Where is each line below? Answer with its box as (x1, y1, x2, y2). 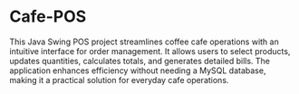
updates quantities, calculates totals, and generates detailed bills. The (9, 55, 270, 66)
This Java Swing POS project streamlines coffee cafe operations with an (9, 36, 279, 47)
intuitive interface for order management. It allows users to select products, (9, 45, 291, 56)
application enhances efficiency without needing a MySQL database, (9, 65, 266, 76)
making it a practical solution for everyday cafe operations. (9, 74, 229, 85)
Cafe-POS (9, 6, 87, 27)
